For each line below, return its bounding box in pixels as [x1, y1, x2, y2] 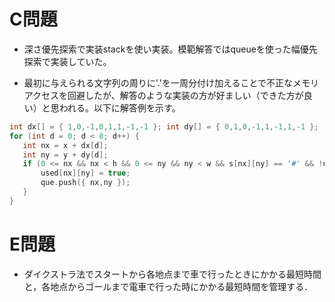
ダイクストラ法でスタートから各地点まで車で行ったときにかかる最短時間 [23, 268, 322, 280]
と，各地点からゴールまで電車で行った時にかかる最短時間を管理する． [23, 280, 314, 292]
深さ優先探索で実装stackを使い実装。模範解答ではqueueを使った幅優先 [23, 43, 318, 55]
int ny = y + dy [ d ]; [22, 150, 109, 160]
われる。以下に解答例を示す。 [58, 101, 181, 114]
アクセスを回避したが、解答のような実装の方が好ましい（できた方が [23, 89, 304, 101]
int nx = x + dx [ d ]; [22, 140, 109, 150]
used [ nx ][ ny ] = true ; [40, 168, 131, 179]
